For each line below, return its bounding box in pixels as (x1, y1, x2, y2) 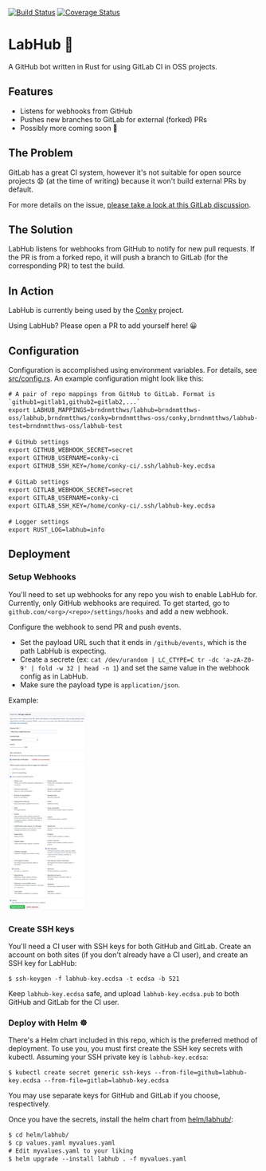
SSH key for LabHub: (8, 958, 77, 967)
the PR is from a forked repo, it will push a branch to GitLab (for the (8, 252, 229, 263)
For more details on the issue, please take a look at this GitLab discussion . (8, 200, 251, 209)
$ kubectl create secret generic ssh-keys (8, 1069, 151, 1077)
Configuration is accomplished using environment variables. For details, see (8, 366, 257, 374)
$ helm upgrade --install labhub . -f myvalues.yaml (8, 1155, 187, 1163)
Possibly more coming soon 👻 (19, 123, 118, 133)
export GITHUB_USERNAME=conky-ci (8, 454, 119, 462)
